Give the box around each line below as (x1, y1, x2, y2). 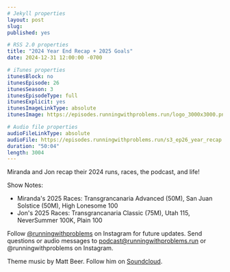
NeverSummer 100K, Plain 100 (16, 217, 103, 225)
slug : (7, 23, 23, 29)
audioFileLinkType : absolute (7, 129, 90, 137)
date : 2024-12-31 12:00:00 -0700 (7, 54, 103, 62)
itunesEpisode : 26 (7, 79, 60, 86)
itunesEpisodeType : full (7, 92, 78, 99)
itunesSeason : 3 (7, 86, 53, 92)
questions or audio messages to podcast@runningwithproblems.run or (7, 237, 207, 245)
